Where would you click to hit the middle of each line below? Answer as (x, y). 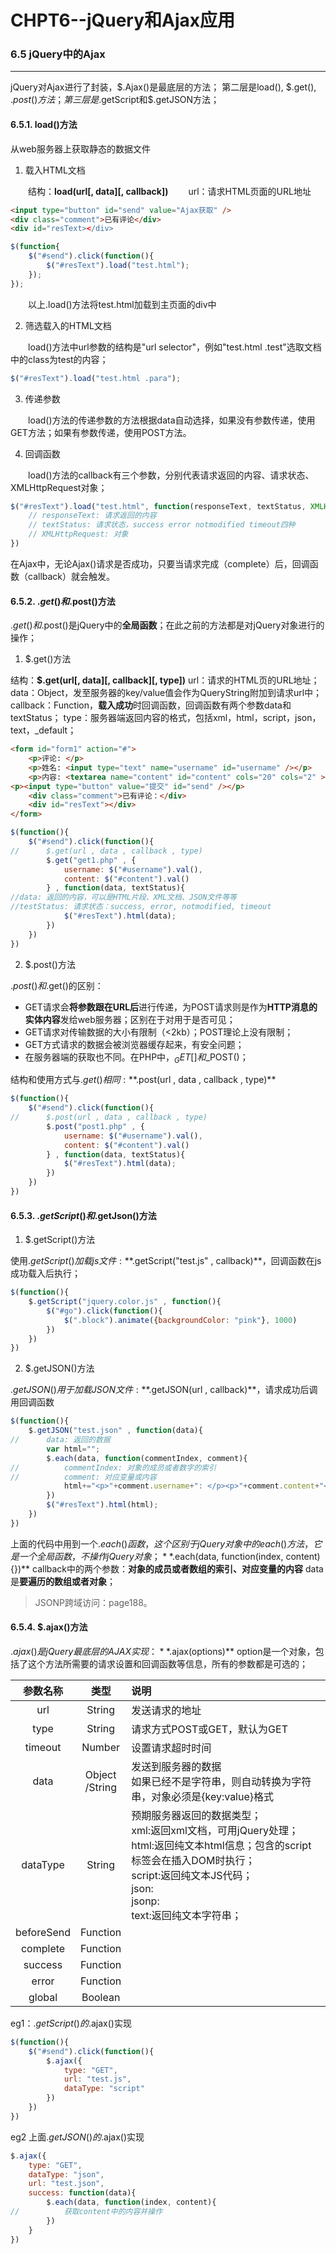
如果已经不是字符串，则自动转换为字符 (221, 1781)
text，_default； (43, 730)
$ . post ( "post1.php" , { (95, 1126)
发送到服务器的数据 (176, 1766)
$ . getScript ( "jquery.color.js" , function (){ (125, 1302)
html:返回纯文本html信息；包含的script (221, 1845)
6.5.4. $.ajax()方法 (49, 1627)
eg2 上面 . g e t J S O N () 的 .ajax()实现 (77, 2137)
